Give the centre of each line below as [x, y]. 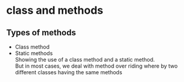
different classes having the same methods [68, 72]
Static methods [34, 53]
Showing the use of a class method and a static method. [85, 60]
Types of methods [41, 33]
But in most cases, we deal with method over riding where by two [96, 66]
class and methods [55, 10]
